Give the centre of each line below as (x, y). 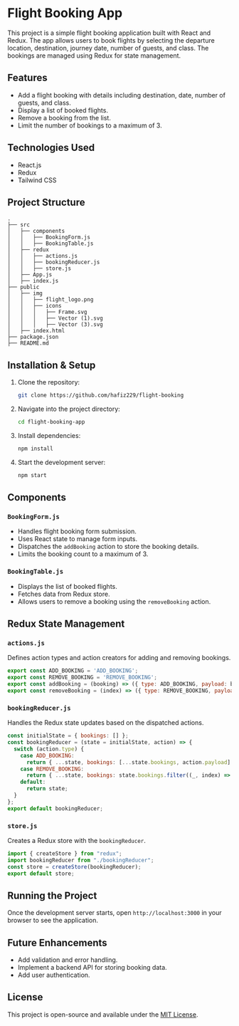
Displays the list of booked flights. (67, 586)
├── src (19, 225)
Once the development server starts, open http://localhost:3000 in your (115, 913)
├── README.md (28, 343)
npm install (35, 449)
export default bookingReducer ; (55, 808)
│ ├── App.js (30, 275)
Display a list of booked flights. (63, 110)
